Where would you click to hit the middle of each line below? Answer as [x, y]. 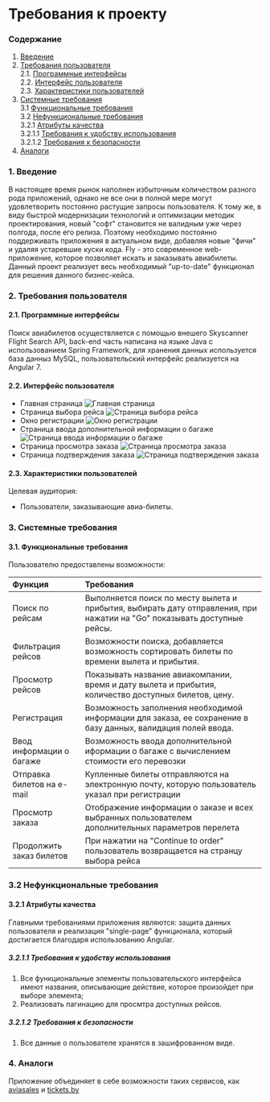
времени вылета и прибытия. [142, 661]
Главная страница [51, 404]
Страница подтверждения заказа [77, 455]
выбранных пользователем [139, 818]
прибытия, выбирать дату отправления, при [171, 608]
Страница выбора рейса [62, 412]
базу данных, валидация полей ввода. [160, 728]
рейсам [27, 619]
